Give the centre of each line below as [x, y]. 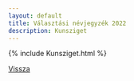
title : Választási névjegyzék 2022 [67, 23]
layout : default [35, 16]
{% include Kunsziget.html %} [58, 54]
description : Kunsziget [48, 30]
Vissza [19, 69]
